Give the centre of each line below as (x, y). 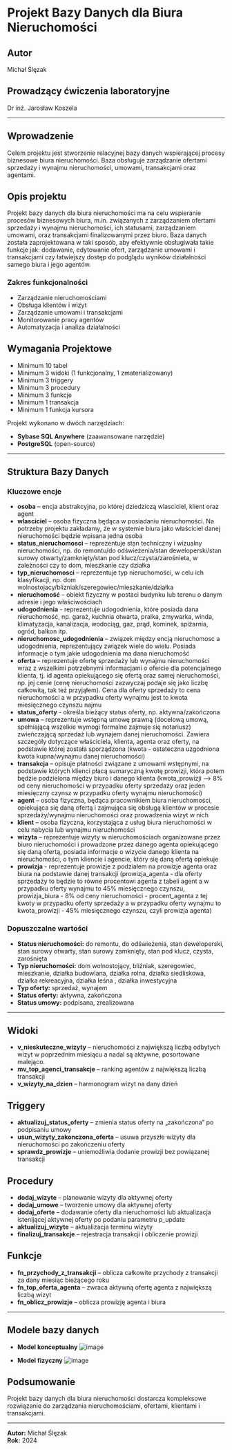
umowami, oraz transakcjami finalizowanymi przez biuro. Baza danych (107, 235)
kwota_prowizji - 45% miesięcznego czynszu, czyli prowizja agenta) (114, 911)
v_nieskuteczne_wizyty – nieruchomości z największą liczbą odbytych (119, 1047)
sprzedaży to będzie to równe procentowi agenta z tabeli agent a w (113, 881)
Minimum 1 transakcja (48, 402)
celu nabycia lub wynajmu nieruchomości (76, 830)
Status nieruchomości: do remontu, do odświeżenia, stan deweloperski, (120, 944)
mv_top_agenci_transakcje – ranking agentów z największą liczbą (112, 1069)
